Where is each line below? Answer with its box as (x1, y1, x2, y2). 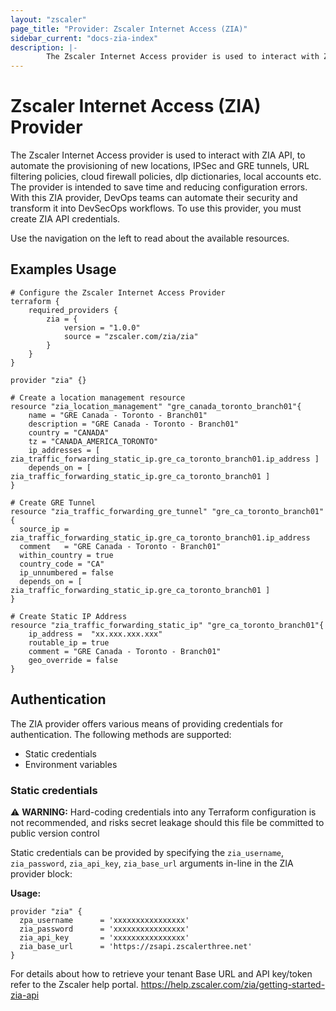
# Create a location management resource (10, 392, 186, 403)
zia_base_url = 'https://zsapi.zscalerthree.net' (19, 941, 253, 951)
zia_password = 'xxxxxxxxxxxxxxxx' (19, 924, 190, 934)
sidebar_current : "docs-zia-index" (10, 33, 159, 43)
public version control (10, 827, 100, 839)
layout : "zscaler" (10, 14, 87, 25)
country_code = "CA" (19, 559, 105, 569)
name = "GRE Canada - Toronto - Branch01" (28, 410, 208, 420)
